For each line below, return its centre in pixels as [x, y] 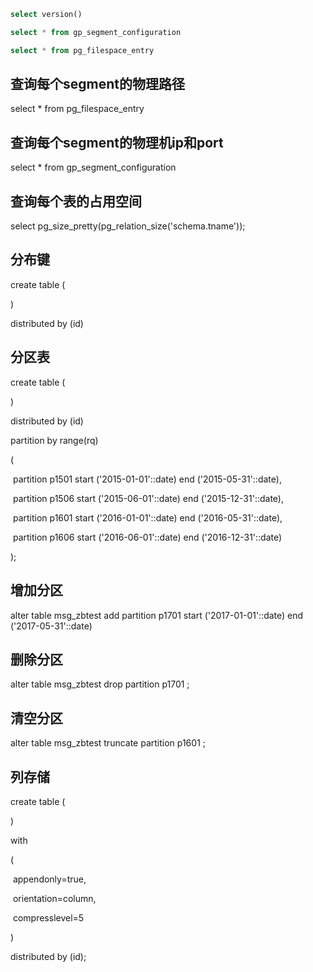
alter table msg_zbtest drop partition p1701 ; [100, 684]
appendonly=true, [49, 879]
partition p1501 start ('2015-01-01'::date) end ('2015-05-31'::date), [147, 479]
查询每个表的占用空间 [76, 201]
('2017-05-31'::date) [51, 626]
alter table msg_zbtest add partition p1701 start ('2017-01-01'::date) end [157, 615]
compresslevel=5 [48, 917]
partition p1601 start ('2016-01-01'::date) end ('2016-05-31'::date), [147, 517]
